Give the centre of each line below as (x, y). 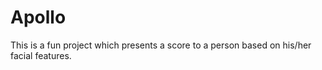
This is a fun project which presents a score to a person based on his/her (161, 45)
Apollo (38, 17)
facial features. (41, 55)
